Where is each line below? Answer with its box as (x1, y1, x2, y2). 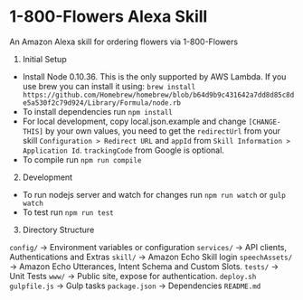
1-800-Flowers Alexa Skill (9, 6, 208, 27)
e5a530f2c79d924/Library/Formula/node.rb (22, 98, 181, 108)
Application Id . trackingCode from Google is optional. (22, 145, 224, 155)
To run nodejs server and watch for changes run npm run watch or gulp (22, 189, 287, 200)
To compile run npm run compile (22, 154, 142, 164)
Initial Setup (22, 53, 67, 64)
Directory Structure (22, 224, 95, 235)
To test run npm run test (22, 206, 115, 218)
